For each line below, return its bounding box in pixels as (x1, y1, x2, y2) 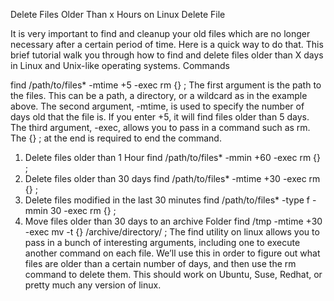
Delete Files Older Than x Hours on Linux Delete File (10, 9, 226, 20)
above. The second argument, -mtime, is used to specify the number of (10, 100, 305, 112)
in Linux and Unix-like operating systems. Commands (10, 60, 230, 71)
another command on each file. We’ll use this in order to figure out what (24, 247, 321, 259)
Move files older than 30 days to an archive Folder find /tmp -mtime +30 (24, 215, 323, 227)
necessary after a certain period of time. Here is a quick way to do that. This (10, 39, 324, 50)
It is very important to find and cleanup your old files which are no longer (10, 28, 311, 39)
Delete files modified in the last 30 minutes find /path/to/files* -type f (24, 194, 310, 206)
